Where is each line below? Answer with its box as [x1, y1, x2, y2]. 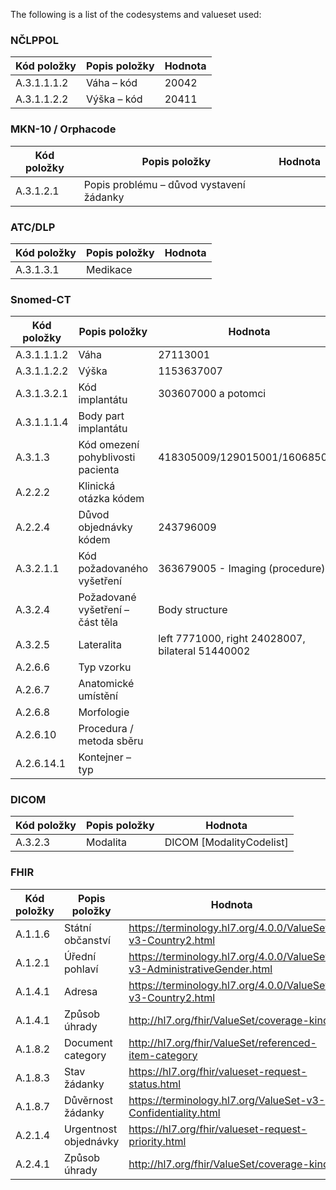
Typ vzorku [78, 660, 132, 674]
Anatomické [78, 677, 135, 691]
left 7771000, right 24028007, [158, 632, 306, 646]
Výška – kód [86, 92, 143, 106]
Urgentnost [63, 1122, 118, 1136]
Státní [63, 920, 92, 934]
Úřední [63, 949, 97, 963]
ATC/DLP [10, 220, 56, 234]
